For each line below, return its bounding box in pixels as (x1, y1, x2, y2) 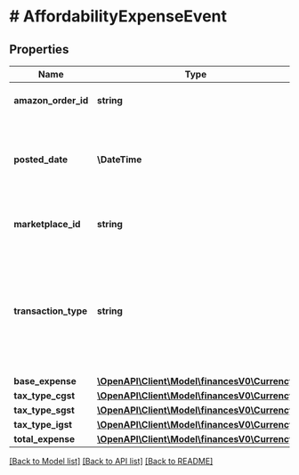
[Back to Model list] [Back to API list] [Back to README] (9, 456, 214, 466)
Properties (9, 42, 69, 57)
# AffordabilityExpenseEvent (9, 6, 228, 27)
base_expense (13, 375, 77, 387)
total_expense (13, 433, 76, 445)
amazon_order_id (13, 94, 89, 106)
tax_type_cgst (13, 389, 76, 402)
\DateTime (96, 153, 142, 166)
